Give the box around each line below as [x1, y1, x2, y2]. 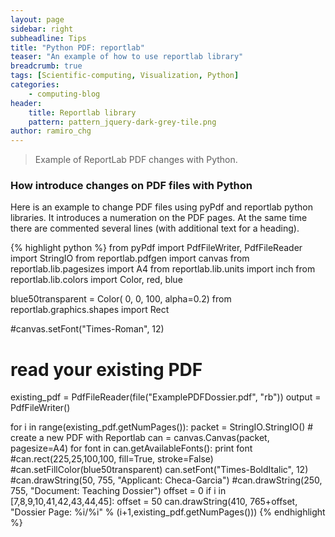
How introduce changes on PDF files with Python [10, 179, 253, 193]
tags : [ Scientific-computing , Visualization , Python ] [10, 71, 240, 81]
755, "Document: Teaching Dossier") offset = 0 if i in [10, 485, 227, 497]
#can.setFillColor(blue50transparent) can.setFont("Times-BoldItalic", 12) [10, 464, 309, 476]
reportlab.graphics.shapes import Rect [10, 304, 170, 316]
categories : [10, 80, 60, 90]
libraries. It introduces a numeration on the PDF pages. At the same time [10, 212, 308, 224]
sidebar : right [10, 24, 74, 34]
